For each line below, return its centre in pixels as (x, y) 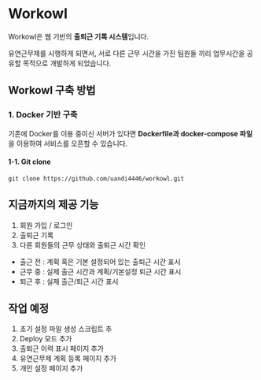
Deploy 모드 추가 (46, 339)
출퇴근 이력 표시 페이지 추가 (62, 348)
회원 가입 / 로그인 (46, 225)
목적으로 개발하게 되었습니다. (67, 63)
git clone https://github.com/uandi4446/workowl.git (96, 178)
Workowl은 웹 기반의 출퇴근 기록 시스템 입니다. (79, 36)
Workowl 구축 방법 (52, 90)
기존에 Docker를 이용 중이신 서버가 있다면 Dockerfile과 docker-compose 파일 (130, 133)
